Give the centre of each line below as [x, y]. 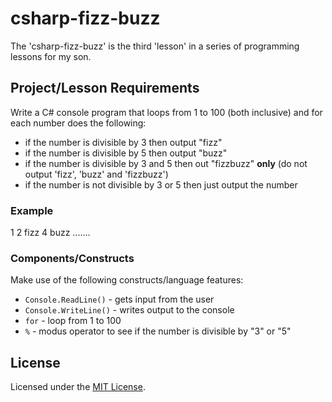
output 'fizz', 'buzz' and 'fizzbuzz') [96, 174]
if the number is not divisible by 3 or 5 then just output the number [161, 184]
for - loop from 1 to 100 [73, 321]
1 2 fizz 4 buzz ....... [50, 233]
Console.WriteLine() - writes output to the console [129, 310]
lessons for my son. [51, 56]
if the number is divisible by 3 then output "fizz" [123, 142]
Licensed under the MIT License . [78, 387]
